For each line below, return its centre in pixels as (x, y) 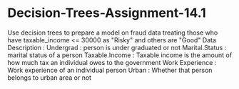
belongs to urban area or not (49, 77)
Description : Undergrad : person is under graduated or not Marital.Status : (117, 47)
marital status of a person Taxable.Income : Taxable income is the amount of (120, 55)
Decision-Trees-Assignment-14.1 (107, 13)
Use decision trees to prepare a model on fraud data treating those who (113, 32)
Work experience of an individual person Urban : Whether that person (110, 70)
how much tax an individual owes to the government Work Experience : (112, 62)
